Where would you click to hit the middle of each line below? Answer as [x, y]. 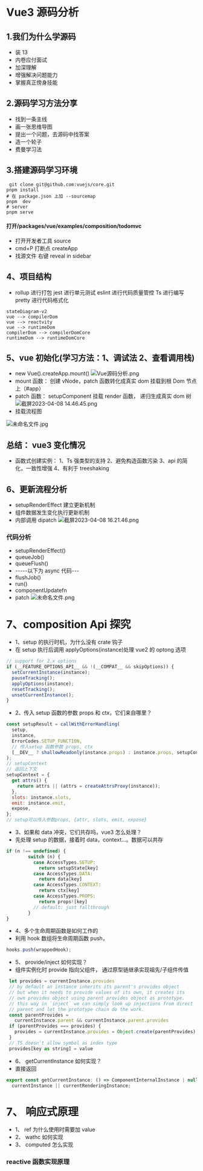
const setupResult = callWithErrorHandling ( [63, 724]
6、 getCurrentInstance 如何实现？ [58, 1061]
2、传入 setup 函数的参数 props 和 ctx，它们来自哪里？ [83, 713]
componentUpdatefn [41, 591]
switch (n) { [44, 857]
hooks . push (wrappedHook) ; [39, 950]
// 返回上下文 [22, 769]
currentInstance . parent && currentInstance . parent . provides [92, 1020]
